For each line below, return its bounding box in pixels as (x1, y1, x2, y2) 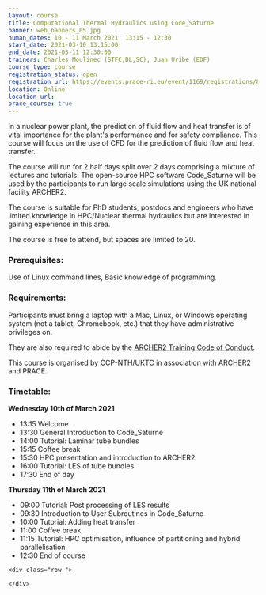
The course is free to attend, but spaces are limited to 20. (8, 235, 196, 244)
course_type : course (8, 63, 77, 71)
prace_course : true (8, 100, 73, 108)
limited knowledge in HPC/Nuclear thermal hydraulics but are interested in (8, 211, 250, 221)
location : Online (8, 85, 66, 93)
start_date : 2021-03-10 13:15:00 (8, 41, 119, 49)
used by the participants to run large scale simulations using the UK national (8, 179, 256, 188)
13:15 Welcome (19, 419, 69, 429)
